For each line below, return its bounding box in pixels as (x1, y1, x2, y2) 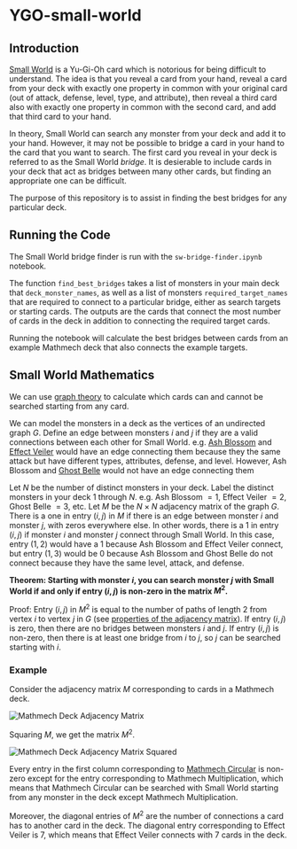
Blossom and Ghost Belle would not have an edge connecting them (9, 464, 254, 475)
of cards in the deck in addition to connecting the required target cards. (9, 315, 270, 326)
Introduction (9, 41, 80, 56)
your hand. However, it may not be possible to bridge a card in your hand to (9, 138, 285, 148)
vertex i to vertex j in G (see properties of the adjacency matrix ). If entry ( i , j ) (9, 613, 286, 624)
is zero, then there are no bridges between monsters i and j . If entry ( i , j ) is (9, 622, 279, 634)
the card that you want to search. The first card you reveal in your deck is (9, 147, 277, 158)
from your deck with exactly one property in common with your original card (9, 83, 288, 93)
